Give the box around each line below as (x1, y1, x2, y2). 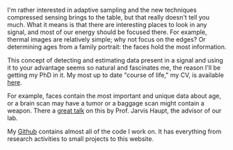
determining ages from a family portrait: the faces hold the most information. (7, 43, 227, 51)
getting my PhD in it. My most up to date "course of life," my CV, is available (7, 71, 224, 79)
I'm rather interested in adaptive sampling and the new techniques (7, 6, 197, 14)
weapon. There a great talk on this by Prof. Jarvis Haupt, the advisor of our (7, 106, 222, 115)
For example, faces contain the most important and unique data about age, (7, 92, 221, 100)
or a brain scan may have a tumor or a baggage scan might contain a (7, 99, 205, 107)
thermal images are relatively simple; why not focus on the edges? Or (7, 35, 207, 43)
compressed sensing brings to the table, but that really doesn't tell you (7, 13, 210, 22)
